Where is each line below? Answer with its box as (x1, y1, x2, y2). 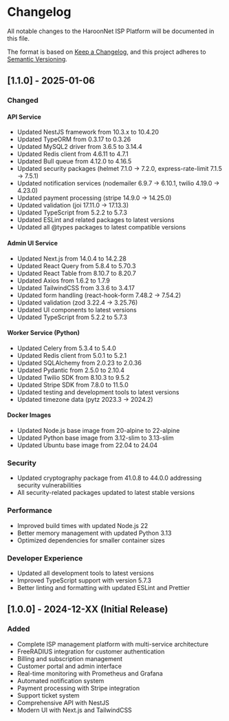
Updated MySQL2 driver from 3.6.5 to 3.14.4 (17, 143, 142, 151)
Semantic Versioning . (7, 54, 67, 63)
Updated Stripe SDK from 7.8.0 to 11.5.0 (17, 380, 129, 389)
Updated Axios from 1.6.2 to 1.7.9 (17, 276, 110, 285)
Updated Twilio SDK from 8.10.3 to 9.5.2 (17, 373, 130, 381)
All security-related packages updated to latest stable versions (17, 489, 195, 497)
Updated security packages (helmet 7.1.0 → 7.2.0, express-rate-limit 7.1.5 (17, 165, 222, 173)
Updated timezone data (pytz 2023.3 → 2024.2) (17, 395, 153, 403)
